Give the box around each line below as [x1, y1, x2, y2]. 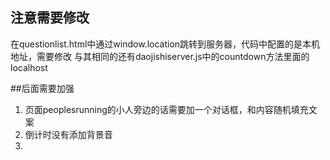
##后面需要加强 [10, 82, 75, 94]
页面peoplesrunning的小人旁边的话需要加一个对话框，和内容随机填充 [24, 103, 309, 115]
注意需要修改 [10, 9, 90, 27]
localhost [10, 61, 48, 73]
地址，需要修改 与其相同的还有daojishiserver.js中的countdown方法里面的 [10, 50, 310, 62]
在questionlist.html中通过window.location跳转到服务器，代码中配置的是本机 [10, 38, 321, 50]
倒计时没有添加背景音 [24, 128, 113, 140]
